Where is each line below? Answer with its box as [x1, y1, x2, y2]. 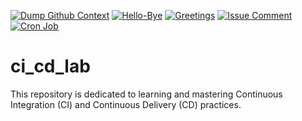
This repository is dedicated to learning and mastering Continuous [10, 88, 283, 100]
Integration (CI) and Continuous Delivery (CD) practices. [10, 98, 242, 110]
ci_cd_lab [10, 55, 91, 78]
